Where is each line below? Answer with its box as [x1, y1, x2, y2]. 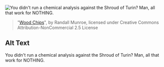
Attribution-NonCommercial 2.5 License [17, 25, 98, 31]
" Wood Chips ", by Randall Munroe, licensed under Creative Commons [17, 20, 159, 25]
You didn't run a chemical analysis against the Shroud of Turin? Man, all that [5, 52, 159, 58]
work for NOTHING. [5, 57, 45, 63]
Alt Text [5, 39, 30, 47]
